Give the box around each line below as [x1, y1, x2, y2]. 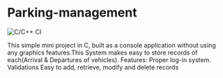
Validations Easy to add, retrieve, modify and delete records [7, 63, 179, 71]
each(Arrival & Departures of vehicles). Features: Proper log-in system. [7, 55, 211, 64]
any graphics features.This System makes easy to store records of [7, 48, 198, 57]
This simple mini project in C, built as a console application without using [7, 41, 216, 49]
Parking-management [7, 5, 137, 21]
